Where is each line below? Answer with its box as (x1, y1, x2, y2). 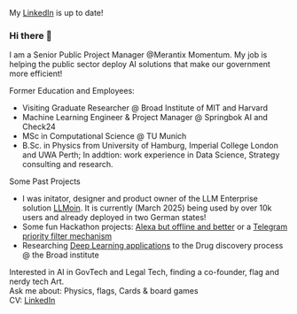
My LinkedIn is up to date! (9, 8, 104, 18)
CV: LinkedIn (9, 295, 56, 306)
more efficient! (9, 68, 63, 79)
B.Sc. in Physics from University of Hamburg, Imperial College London (21, 141, 279, 151)
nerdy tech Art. (9, 276, 65, 287)
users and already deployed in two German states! (21, 212, 207, 223)
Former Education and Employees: (9, 86, 135, 96)
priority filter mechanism (21, 231, 113, 241)
